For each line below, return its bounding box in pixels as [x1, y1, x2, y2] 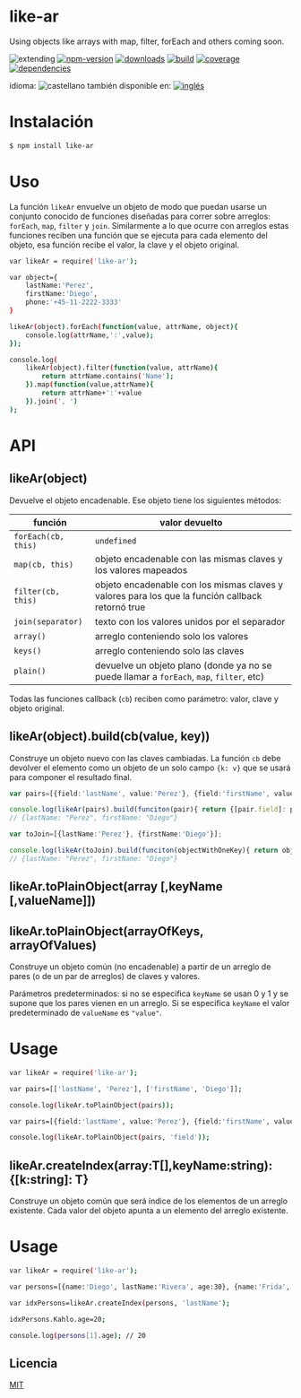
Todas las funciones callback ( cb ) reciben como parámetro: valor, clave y [9, 693, 279, 704]
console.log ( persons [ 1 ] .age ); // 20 [9, 1331, 146, 1340]
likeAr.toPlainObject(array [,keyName [9, 879, 223, 894]
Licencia [9, 1356, 58, 1371]
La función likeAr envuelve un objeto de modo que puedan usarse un [9, 201, 267, 212]
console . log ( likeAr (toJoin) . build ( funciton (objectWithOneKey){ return [9, 846, 279, 855]
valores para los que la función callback [95, 589, 262, 602]
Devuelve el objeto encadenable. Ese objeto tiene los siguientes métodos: [9, 495, 282, 506]
